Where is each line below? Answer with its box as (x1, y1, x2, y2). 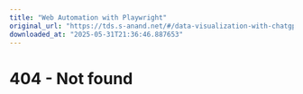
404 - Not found (9, 68, 133, 89)
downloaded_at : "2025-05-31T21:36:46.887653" (9, 30, 183, 38)
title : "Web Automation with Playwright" (9, 13, 168, 22)
